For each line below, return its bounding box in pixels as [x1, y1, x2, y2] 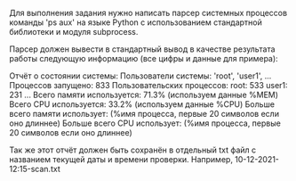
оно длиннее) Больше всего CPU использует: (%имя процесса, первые [9, 118, 282, 128]
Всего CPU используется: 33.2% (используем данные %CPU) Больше [9, 99, 276, 110]
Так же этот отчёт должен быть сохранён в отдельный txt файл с [9, 144, 257, 155]
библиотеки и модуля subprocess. [9, 27, 139, 37]
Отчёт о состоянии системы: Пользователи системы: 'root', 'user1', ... [9, 70, 272, 81]
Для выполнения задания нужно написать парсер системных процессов [9, 8, 287, 18]
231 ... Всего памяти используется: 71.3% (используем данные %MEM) [9, 89, 278, 100]
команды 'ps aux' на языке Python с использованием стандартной [9, 17, 262, 28]
